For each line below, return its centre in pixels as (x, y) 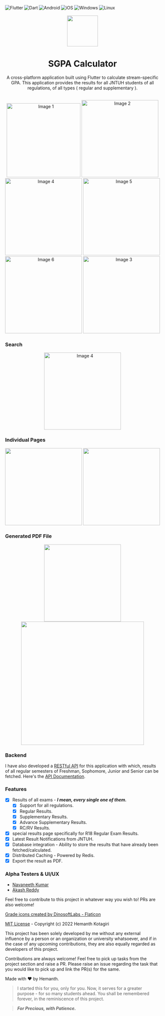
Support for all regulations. (46, 805)
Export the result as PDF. (37, 861)
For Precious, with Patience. (46, 1009)
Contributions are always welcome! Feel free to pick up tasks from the (76, 959)
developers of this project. (32, 949)
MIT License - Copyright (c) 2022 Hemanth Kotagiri (57, 924)
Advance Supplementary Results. (53, 822)
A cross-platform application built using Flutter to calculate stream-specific (82, 77)
